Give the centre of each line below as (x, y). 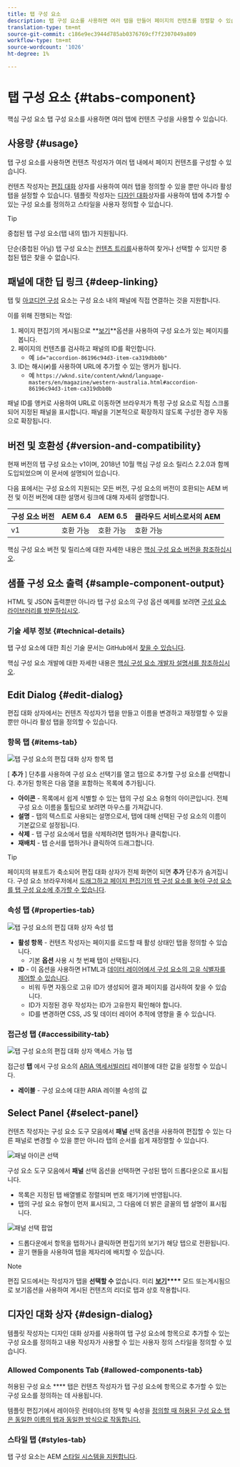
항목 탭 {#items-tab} (42, 742)
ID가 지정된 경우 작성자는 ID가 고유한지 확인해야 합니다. (105, 1005)
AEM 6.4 (76, 517)
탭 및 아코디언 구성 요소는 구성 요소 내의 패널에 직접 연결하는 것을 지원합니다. (114, 300)
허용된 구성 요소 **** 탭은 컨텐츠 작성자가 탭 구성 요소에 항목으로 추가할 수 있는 (117, 1386)
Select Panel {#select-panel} (73, 1113)
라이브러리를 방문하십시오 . (44, 611)
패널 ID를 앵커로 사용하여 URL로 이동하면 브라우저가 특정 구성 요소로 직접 (109, 403)
